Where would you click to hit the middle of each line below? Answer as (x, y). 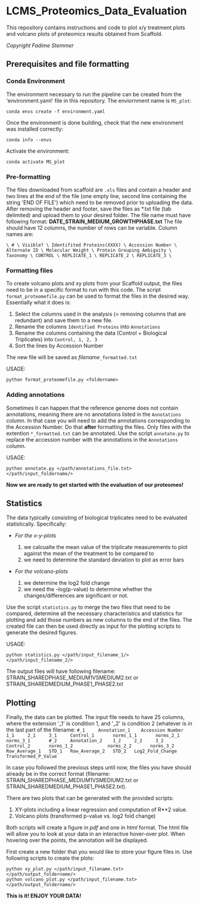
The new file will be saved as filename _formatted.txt (72, 357)
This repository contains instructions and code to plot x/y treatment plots (96, 27)
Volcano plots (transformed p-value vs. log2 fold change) (85, 816)
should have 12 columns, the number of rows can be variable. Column (92, 227)
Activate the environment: (38, 151)
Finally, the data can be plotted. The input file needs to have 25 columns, (95, 717)
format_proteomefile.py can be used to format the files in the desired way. (98, 296)
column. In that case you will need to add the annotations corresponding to (98, 420)
